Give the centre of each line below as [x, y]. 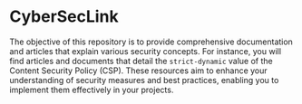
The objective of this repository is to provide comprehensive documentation [151, 42]
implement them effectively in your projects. [92, 90]
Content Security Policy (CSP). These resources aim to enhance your [138, 71]
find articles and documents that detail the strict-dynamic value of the [141, 61]
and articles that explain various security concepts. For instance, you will [146, 51]
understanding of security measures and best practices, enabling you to [144, 80]
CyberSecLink [64, 17]
